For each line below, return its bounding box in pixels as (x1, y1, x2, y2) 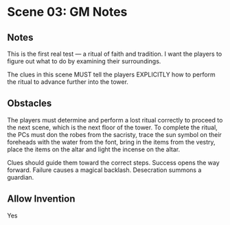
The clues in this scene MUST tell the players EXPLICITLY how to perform (7, 70, 216, 78)
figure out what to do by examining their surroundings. (7, 57, 161, 65)
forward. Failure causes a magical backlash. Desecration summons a (7, 166, 202, 174)
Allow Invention (7, 193, 76, 205)
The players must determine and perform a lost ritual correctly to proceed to (7, 116, 223, 124)
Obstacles (7, 98, 52, 109)
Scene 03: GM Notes (7, 4, 128, 20)
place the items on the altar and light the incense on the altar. (7, 145, 181, 153)
